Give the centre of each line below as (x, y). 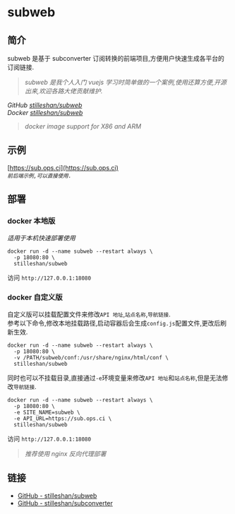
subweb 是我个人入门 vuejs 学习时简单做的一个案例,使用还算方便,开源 (126, 82)
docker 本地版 (31, 221)
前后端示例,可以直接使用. (40, 176)
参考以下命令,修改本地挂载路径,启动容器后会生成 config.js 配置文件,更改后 (114, 323)
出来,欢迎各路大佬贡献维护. (64, 91)
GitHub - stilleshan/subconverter (65, 503)
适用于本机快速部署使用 (41, 238)
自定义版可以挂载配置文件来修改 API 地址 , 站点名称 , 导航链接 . (89, 314)
